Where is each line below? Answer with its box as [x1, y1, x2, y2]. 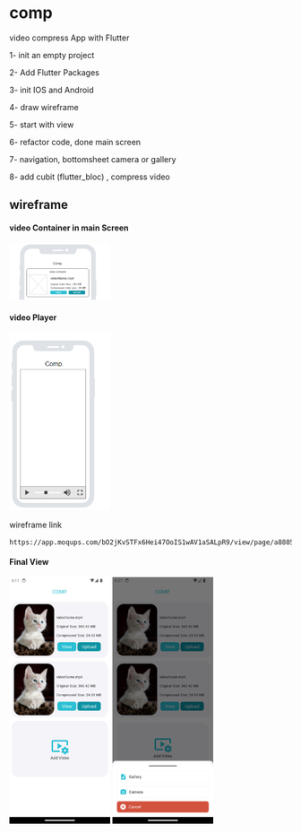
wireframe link [9, 519, 63, 530]
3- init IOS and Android [9, 84, 94, 95]
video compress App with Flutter [9, 32, 130, 43]
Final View [9, 557, 49, 568]
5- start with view [9, 119, 74, 130]
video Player [9, 312, 57, 323]
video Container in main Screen [9, 222, 129, 233]
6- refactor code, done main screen [9, 136, 142, 147]
